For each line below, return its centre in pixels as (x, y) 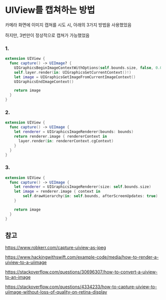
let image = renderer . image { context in (57, 192)
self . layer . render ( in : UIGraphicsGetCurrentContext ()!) (73, 72)
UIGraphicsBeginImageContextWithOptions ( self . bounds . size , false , (84, 68)
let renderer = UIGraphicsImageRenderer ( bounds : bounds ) (74, 132)
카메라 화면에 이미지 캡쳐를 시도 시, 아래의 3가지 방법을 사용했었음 (68, 25)
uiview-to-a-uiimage (26, 262)
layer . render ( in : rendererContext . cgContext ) (66, 141)
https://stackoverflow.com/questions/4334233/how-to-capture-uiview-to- (81, 287)
